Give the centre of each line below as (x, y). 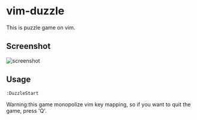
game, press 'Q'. (26, 110)
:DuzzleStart (23, 93)
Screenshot (29, 46)
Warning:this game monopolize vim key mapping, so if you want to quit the (98, 104)
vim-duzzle (35, 11)
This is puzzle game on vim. (41, 27)
